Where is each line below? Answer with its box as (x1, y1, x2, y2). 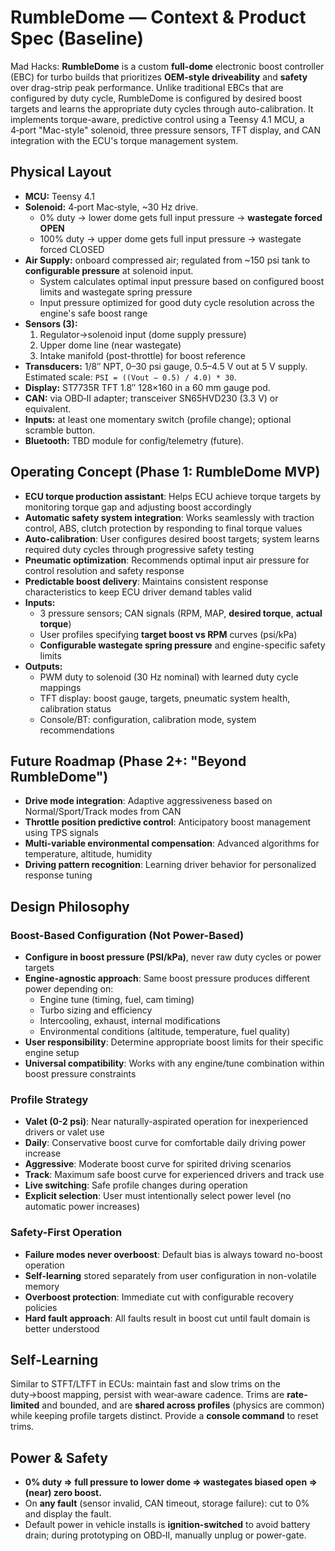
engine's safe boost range (39, 307, 148, 319)
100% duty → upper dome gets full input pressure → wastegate (39, 232, 302, 245)
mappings (39, 681, 82, 693)
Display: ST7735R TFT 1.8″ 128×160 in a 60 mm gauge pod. (24, 381, 271, 393)
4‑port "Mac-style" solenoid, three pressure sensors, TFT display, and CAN (10, 124, 322, 136)
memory (24, 1280, 60, 1292)
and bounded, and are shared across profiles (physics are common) (41, 1399, 325, 1411)
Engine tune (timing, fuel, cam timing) (39, 994, 195, 1006)
